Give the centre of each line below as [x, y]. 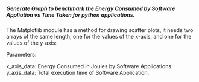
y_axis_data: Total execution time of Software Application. [78, 72]
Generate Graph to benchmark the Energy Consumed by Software [91, 8]
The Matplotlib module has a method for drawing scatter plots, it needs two [100, 30]
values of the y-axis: [32, 43]
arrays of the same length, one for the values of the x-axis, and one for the [99, 36]
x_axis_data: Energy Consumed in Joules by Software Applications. [90, 66]
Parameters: [21, 54]
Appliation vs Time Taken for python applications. [71, 14]
